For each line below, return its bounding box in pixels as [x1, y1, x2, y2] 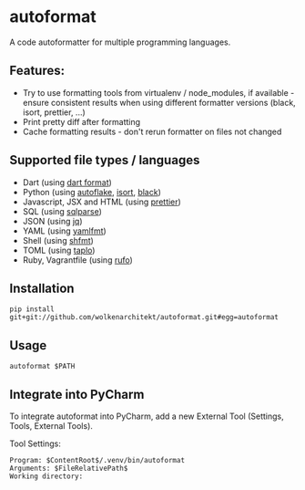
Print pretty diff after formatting [22, 116, 141, 127]
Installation [9, 280, 75, 296]
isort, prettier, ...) [22, 107, 86, 118]
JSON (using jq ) [22, 215, 83, 226]
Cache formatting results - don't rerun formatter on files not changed [22, 126, 282, 137]
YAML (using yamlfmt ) [22, 225, 107, 236]
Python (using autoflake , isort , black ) [22, 186, 162, 197]
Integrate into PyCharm [9, 386, 145, 402]
